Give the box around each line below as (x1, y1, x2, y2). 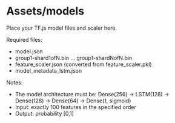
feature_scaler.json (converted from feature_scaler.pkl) (15, 61, 153, 68)
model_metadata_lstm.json (15, 67, 82, 74)
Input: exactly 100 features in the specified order (15, 103, 136, 110)
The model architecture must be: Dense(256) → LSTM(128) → (15, 90, 170, 98)
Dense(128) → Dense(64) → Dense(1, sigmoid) (15, 97, 131, 104)
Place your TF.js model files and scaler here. (6, 24, 117, 32)
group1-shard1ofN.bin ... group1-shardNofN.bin (15, 54, 133, 61)
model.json (15, 47, 44, 55)
